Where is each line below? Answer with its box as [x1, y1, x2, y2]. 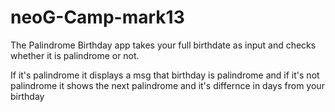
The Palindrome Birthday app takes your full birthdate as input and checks [10, 39, 317, 51]
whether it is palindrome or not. [10, 49, 140, 61]
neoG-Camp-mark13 [10, 6, 185, 29]
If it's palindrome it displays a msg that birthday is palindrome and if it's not [10, 69, 320, 81]
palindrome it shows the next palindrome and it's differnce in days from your [10, 79, 325, 91]
